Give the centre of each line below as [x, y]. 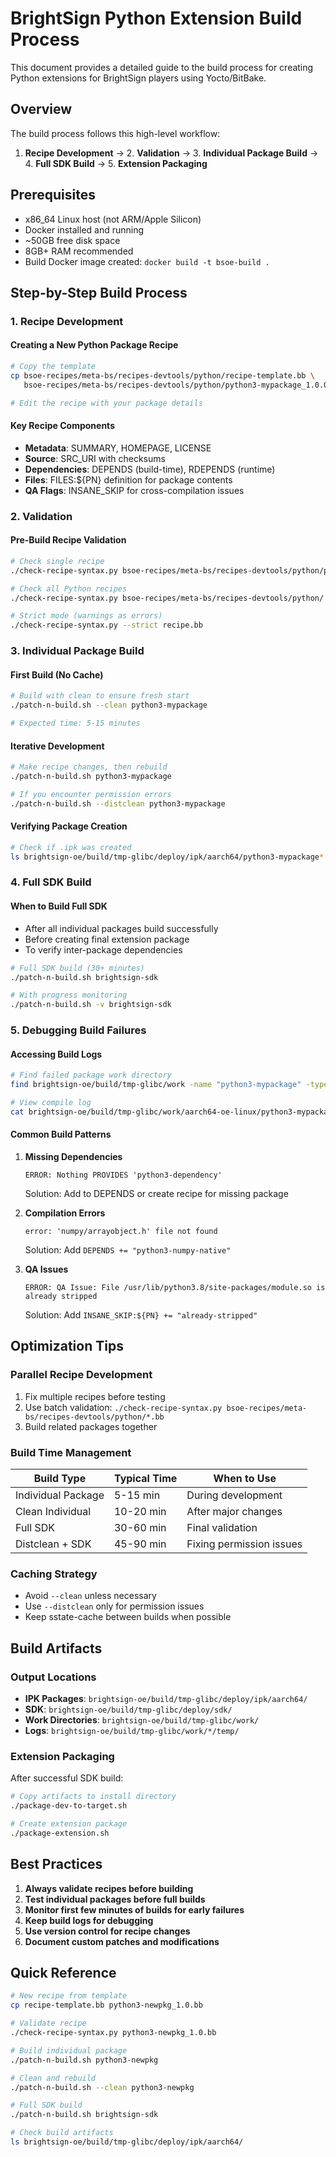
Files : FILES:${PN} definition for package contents [128, 479]
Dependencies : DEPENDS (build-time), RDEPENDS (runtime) [150, 469]
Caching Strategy [54, 1574]
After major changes [234, 1511]
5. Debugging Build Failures [78, 1030]
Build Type [60, 1478]
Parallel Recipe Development [81, 1375]
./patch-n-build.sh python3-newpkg [84, 2060]
